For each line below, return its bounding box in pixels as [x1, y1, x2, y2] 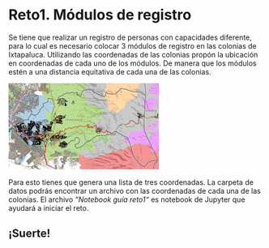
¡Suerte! [8, 227, 51, 241]
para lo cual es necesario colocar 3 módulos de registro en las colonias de [8, 41, 257, 50]
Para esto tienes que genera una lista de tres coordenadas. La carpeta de [8, 177, 254, 187]
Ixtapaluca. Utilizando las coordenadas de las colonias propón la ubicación [8, 49, 258, 59]
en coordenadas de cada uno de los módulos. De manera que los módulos [8, 58, 257, 68]
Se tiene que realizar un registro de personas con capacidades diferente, [8, 32, 253, 42]
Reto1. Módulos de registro [8, 6, 192, 24]
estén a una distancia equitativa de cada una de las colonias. [8, 66, 212, 76]
